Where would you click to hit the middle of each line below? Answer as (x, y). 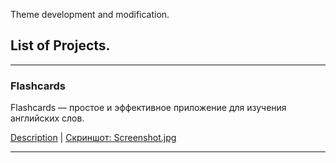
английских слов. (47, 118)
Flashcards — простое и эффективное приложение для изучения (148, 108)
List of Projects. (60, 45)
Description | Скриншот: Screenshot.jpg (93, 138)
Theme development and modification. (90, 14)
